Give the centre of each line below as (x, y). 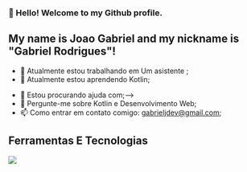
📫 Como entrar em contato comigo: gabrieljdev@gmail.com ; (121, 113)
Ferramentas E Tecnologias (78, 141)
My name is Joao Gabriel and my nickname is (124, 39)
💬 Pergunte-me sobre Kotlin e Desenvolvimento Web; (108, 103)
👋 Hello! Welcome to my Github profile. (86, 13)
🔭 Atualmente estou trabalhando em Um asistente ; (104, 71)
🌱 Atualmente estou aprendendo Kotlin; (85, 79)
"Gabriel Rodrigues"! (62, 51)
